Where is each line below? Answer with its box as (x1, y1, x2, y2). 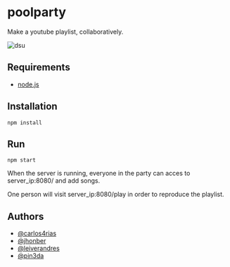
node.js (17, 80, 40, 89)
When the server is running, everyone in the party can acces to (7, 169, 191, 178)
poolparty (7, 4, 67, 20)
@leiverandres (17, 244, 60, 253)
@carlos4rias (17, 229, 57, 237)
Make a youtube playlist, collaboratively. (7, 27, 124, 36)
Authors (7, 210, 44, 222)
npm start (7, 157, 37, 164)
